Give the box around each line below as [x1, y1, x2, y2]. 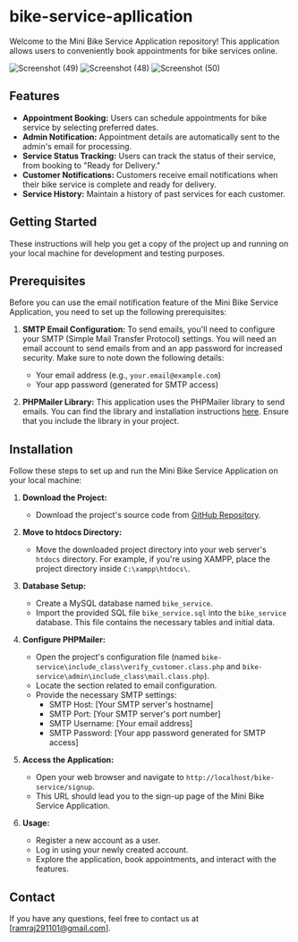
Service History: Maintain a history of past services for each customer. [21, 188, 286, 199]
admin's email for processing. [21, 140, 132, 151]
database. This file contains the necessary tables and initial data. [35, 617, 276, 628]
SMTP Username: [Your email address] [48, 718, 193, 729]
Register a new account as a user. [35, 835, 161, 846]
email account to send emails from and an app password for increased [21, 343, 283, 354]
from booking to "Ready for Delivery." [21, 159, 161, 171]
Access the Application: [21, 754, 115, 766]
